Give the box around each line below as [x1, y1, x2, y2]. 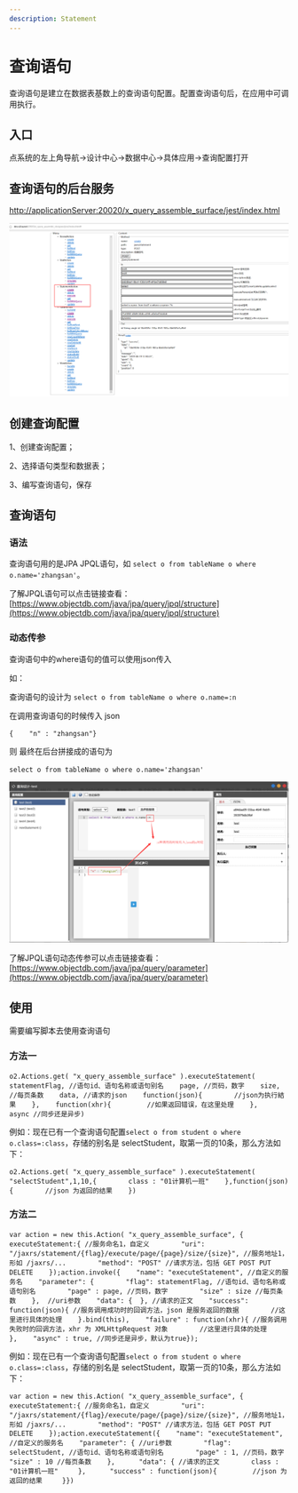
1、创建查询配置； [9, 441, 75, 452]
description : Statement [9, 14, 98, 23]
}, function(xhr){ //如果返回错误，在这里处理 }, [31, 1100, 259, 1109]
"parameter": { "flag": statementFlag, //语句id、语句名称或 [38, 1277, 286, 1286]
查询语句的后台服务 [9, 180, 114, 196]
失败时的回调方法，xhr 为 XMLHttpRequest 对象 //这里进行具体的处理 [9, 1324, 268, 1333]
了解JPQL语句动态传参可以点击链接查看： [9, 953, 161, 963]
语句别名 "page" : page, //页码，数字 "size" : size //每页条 [9, 1287, 284, 1296]
